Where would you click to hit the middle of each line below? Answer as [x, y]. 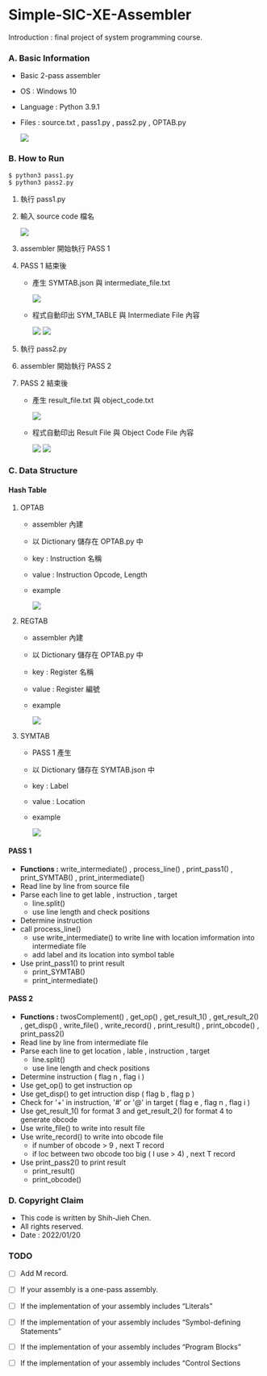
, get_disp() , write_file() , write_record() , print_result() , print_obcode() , [140, 1025]
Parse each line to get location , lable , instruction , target [115, 1051]
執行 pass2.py [43, 349]
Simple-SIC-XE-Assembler [100, 15]
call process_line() [50, 928]
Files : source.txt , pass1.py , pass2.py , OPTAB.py [103, 123]
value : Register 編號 [66, 689]
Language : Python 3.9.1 [60, 107]
